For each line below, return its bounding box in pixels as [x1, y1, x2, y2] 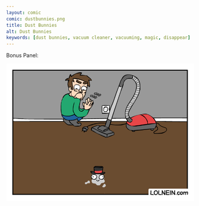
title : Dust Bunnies [6, 22, 58, 28]
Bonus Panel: [6, 52, 39, 59]
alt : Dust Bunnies [6, 29, 52, 35]
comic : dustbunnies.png [6, 15, 66, 22]
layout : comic [6, 10, 42, 15]
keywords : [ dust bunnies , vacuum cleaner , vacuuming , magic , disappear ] [6, 35, 191, 41]
